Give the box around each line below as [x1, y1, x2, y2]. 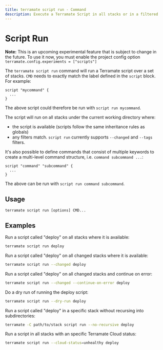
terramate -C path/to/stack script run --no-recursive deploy [5, 322, 134, 327]
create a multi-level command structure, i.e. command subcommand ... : [5, 154, 143, 160]
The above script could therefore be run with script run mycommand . [5, 105, 142, 111]
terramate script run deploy [5, 244, 64, 249]
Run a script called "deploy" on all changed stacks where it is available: [5, 253, 149, 258]
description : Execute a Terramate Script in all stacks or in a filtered [5, 12, 159, 17]
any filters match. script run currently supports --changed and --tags [12, 134, 153, 140]
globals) [12, 129, 29, 135]
